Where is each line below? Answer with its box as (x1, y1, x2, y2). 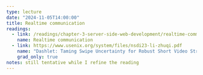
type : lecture (6, 8, 42, 15)
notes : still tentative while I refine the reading (6, 59, 139, 65)
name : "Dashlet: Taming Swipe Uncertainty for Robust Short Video (17, 48, 188, 54)
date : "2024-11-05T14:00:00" (6, 15, 80, 21)
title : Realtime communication (6, 20, 85, 26)
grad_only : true (17, 54, 59, 60)
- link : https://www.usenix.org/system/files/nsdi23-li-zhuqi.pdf (11, 43, 182, 49)
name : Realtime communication (17, 37, 94, 43)
